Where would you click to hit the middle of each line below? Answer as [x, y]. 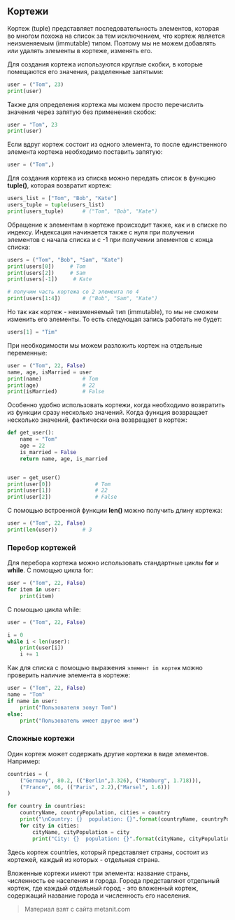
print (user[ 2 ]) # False [62, 497]
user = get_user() [34, 477]
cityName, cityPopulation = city [81, 832]
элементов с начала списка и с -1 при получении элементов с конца [110, 239]
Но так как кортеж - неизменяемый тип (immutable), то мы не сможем [113, 312]
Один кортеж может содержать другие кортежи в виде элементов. [108, 753]
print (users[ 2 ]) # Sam [47, 273]
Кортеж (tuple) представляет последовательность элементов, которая [113, 28]
